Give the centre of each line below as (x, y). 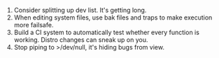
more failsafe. (34, 25)
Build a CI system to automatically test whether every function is (106, 32)
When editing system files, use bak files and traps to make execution (113, 17)
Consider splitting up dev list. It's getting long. (80, 10)
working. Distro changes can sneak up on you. (81, 40)
